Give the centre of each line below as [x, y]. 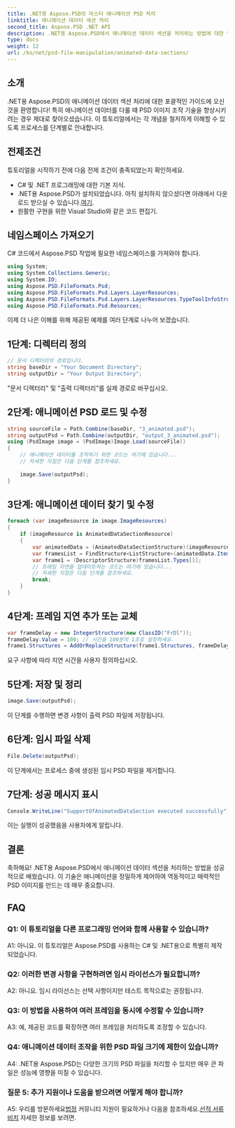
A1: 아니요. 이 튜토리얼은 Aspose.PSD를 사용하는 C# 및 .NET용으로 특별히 [108, 945]
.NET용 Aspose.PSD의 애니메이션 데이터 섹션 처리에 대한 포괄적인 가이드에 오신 [116, 101]
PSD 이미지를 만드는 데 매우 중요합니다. [61, 885]
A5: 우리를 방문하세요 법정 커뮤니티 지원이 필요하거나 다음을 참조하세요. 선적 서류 [116, 1109]
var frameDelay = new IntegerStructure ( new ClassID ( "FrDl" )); [100, 633]
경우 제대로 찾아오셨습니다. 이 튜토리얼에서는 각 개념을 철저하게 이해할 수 [119, 118]
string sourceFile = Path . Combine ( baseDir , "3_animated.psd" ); [101, 429]
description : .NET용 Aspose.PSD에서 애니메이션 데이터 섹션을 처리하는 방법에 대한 [116, 33]
